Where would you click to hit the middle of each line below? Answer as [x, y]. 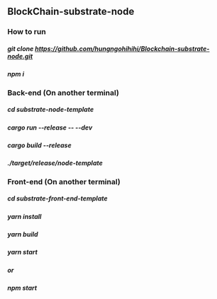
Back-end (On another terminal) [63, 93]
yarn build [23, 235]
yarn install [24, 216]
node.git [20, 56]
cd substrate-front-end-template [57, 198]
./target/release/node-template [55, 163]
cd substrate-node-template [51, 110]
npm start [22, 288]
